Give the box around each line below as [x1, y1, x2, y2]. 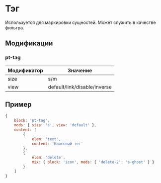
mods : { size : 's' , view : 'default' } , [14, 123, 97, 128]
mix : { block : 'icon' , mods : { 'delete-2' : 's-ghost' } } [31, 160, 155, 165]
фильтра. [5, 24, 24, 30]
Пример [5, 100, 32, 109]
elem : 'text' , [31, 136, 61, 142]
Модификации [5, 39, 53, 48]
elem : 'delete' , [31, 155, 66, 160]
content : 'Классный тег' [31, 141, 83, 146]
